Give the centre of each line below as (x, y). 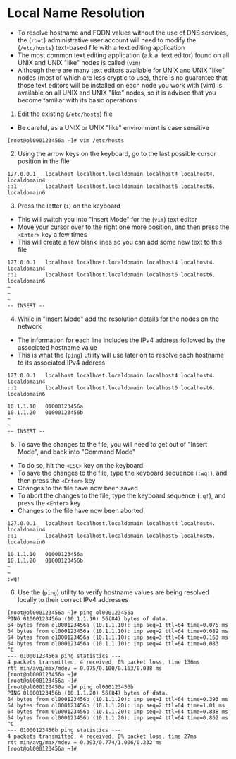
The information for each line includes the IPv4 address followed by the (121, 340)
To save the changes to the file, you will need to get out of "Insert (112, 444)
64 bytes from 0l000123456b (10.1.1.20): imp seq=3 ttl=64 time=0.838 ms (118, 712)
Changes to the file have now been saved (78, 488)
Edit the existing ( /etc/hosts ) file (65, 114)
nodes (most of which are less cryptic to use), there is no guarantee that (122, 77)
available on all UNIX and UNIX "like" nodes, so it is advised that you (117, 93)
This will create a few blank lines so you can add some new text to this (120, 242)
